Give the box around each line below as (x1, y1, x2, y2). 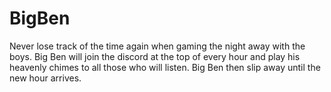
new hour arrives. (9, 72, 82, 84)
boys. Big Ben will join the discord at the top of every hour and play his (9, 50, 301, 62)
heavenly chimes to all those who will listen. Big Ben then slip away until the (9, 61, 321, 73)
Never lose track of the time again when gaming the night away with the (9, 40, 306, 52)
